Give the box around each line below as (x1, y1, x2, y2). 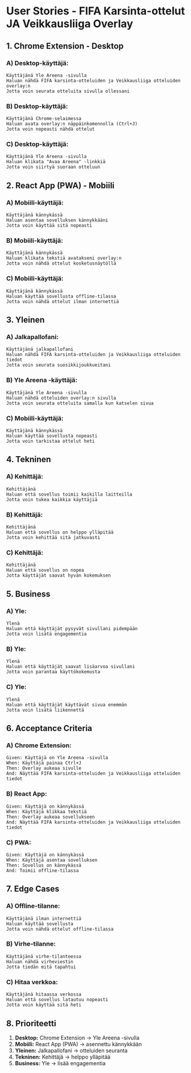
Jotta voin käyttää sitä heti (6, 1002, 82, 1008)
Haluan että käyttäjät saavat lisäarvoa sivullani (6, 664, 135, 670)
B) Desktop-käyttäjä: (6, 102, 68, 110)
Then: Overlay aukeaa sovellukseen (6, 814, 95, 820)
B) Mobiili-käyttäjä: (6, 236, 63, 245)
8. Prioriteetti (6, 1018, 57, 1029)
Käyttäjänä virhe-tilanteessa (6, 953, 82, 960)
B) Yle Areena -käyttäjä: (6, 376, 78, 385)
